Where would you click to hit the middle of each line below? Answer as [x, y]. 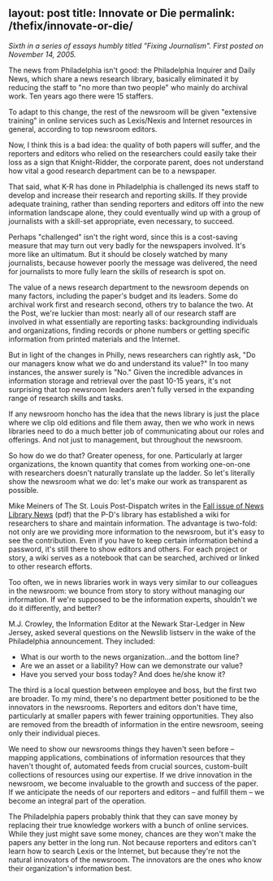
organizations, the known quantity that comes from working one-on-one [129, 464]
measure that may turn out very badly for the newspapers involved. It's [127, 245]
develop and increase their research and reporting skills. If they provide [128, 195]
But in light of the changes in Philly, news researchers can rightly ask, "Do [132, 355]
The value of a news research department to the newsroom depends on [129, 287]
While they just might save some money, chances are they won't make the [132, 834]
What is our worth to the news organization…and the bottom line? [130, 656]
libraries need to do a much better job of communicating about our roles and [136, 431]
